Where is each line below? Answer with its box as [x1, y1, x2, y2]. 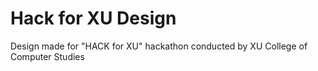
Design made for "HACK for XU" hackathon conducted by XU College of [10, 40, 308, 52]
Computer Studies [10, 50, 85, 62]
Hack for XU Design [10, 7, 177, 30]
